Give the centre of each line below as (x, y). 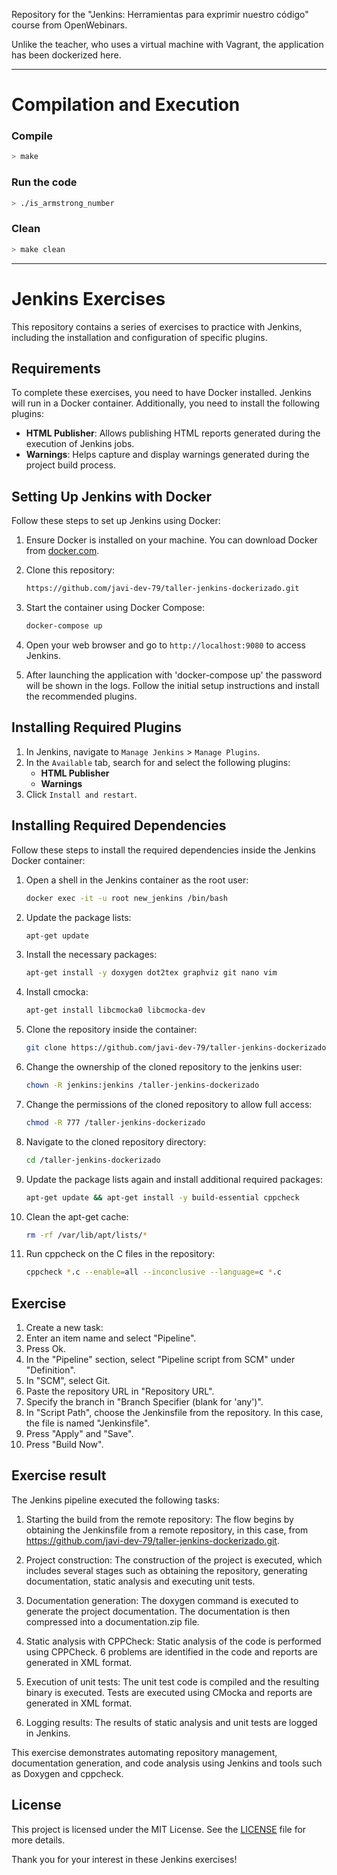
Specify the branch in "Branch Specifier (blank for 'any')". (144, 1402)
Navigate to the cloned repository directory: (116, 1141)
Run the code (44, 182)
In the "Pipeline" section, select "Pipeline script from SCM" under (160, 1360)
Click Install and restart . (81, 794)
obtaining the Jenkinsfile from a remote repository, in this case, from (167, 1530)
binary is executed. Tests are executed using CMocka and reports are (169, 1692)
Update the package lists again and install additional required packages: (174, 1179)
